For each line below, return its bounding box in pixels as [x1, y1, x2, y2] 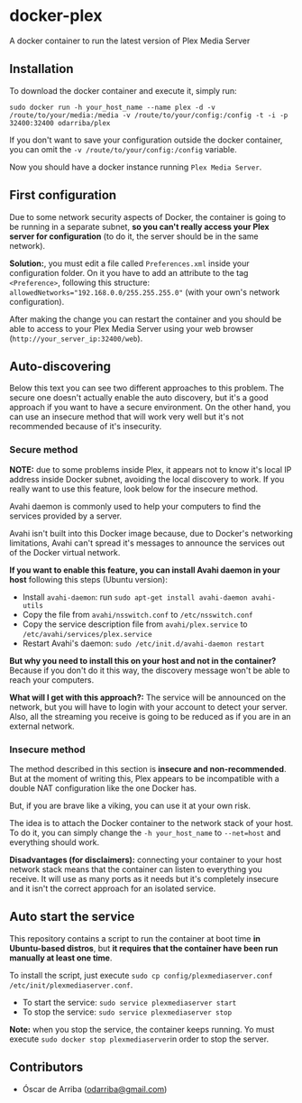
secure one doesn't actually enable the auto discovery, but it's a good [9, 392, 269, 403]
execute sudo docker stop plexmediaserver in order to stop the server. [9, 1034, 269, 1044]
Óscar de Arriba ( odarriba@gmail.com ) [22, 1083, 168, 1094]
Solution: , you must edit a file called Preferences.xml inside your [9, 258, 250, 269]
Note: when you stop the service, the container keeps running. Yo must [9, 1024, 275, 1034]
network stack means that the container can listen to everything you [9, 863, 263, 875]
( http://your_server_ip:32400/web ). [9, 333, 143, 344]
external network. [9, 721, 75, 731]
